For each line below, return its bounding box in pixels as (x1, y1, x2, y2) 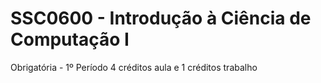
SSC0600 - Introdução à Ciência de (10, 7, 312, 30)
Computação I (10, 28, 130, 51)
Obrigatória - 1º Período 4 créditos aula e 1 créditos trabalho (10, 61, 258, 73)
